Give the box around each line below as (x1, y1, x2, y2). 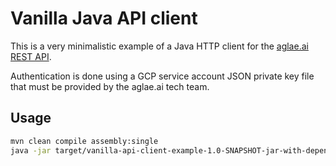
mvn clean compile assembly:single (10, 136, 159, 146)
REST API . (10, 50, 52, 62)
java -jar (10, 145, 52, 156)
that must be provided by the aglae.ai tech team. (10, 80, 210, 92)
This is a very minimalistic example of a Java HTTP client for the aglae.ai (10, 40, 309, 52)
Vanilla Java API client (10, 7, 198, 30)
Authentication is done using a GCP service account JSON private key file (10, 70, 315, 82)
